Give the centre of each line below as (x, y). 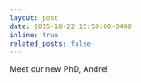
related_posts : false (50, 43)
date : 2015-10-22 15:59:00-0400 (70, 26)
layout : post (34, 18)
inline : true (34, 35)
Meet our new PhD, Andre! (59, 69)
